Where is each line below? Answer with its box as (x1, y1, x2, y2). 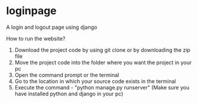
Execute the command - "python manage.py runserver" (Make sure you (14, 84, 190, 91)
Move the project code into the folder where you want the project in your (14, 59, 192, 66)
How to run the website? (6, 35, 66, 42)
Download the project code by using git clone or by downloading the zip (14, 46, 191, 54)
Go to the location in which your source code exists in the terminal (14, 78, 176, 85)
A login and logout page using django (6, 24, 98, 31)
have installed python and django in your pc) (14, 90, 124, 97)
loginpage (6, 4, 57, 18)
